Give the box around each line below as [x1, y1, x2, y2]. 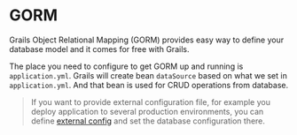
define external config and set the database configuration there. [30, 116, 266, 126]
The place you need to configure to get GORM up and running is [9, 61, 244, 71]
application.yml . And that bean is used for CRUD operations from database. [9, 79, 289, 90]
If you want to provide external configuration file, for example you [30, 96, 270, 107]
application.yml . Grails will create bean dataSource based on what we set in [9, 70, 288, 80]
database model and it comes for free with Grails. [9, 43, 190, 54]
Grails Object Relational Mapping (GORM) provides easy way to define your [9, 34, 285, 45]
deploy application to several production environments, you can [30, 106, 264, 116]
